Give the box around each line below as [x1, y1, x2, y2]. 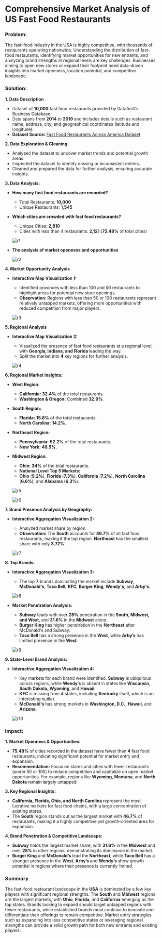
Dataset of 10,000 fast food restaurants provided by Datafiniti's [12, 105, 139, 111]
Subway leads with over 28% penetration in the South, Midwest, [19, 612, 150, 618]
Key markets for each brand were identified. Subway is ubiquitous [19, 675, 151, 681]
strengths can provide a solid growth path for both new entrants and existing [5, 922, 158, 928]
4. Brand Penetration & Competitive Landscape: [5, 833, 103, 839]
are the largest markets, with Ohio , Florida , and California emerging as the [5, 897, 154, 903]
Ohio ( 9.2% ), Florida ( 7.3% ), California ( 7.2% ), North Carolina [19, 473, 146, 479]
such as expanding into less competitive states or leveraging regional [5, 917, 143, 923]
